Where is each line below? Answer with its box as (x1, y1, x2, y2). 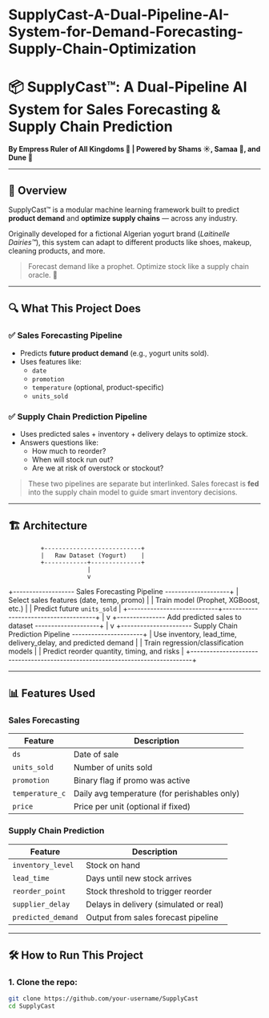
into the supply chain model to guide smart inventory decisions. (27, 487, 238, 497)
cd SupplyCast (8, 1002, 56, 1011)
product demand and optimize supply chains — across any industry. (8, 213, 238, 222)
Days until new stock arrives (85, 873, 192, 884)
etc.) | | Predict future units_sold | (8, 604, 122, 613)
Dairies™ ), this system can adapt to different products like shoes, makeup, (8, 237, 252, 246)
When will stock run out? (31, 454, 114, 464)
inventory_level (12, 861, 74, 869)
